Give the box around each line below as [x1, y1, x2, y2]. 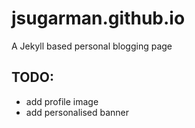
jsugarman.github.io [11, 7, 186, 30]
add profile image [25, 95, 99, 107]
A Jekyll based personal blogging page [11, 40, 173, 52]
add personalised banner [25, 106, 130, 118]
